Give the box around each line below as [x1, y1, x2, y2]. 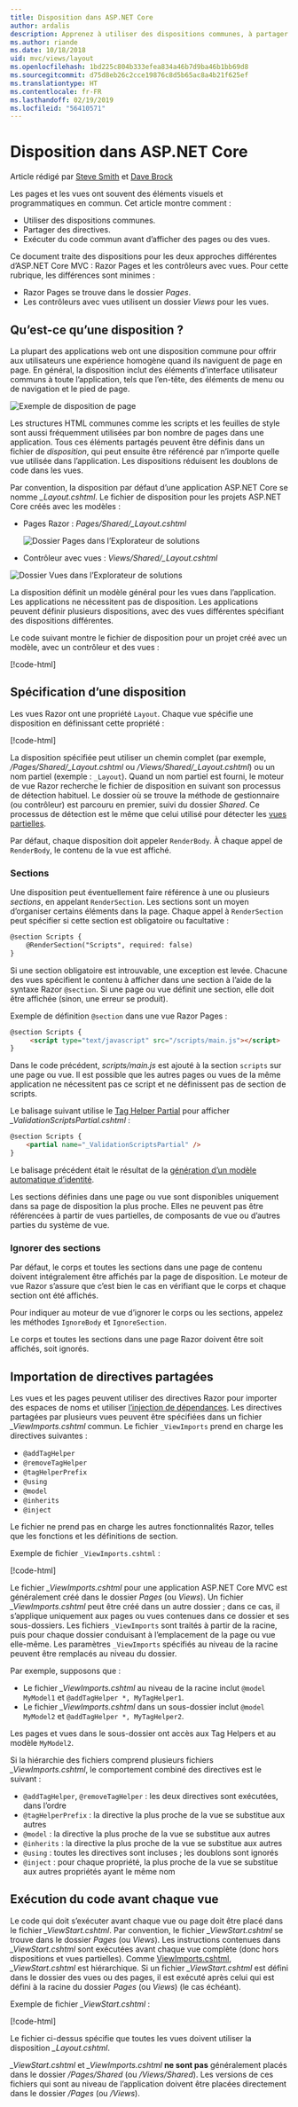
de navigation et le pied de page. [10, 383, 130, 394]
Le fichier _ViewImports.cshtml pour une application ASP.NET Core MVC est [10, 1583, 287, 1593]
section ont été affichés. [10, 1290, 98, 1301]
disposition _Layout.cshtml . [10, 2042, 110, 2053]
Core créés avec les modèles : [10, 501, 121, 511]
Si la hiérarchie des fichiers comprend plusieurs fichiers [10, 1755, 214, 1765]
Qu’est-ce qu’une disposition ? [10, 322, 184, 337]
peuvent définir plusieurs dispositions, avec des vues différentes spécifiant [10, 606, 285, 617]
